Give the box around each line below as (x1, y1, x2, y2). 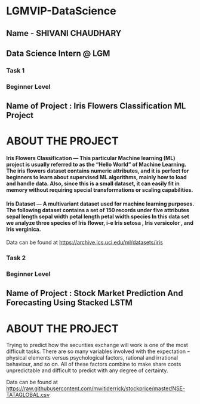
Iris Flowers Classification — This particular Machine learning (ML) (6, 154, 176, 161)
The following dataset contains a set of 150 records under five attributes (6, 206, 189, 213)
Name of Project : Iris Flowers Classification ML (6, 101, 186, 111)
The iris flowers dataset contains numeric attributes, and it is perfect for (6, 167, 189, 174)
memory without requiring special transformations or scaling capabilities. (6, 186, 193, 193)
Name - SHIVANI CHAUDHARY (6, 28, 122, 38)
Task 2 (6, 254, 26, 262)
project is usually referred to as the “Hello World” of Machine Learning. (6, 161, 187, 168)
